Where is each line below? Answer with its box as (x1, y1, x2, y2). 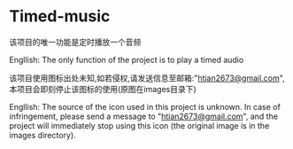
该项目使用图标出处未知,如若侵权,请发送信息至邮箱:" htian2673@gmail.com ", (9, 73, 285, 83)
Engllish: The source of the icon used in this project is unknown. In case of (9, 101, 281, 112)
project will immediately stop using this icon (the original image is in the (9, 120, 270, 130)
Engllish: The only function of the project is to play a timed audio (9, 54, 244, 65)
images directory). (9, 129, 77, 140)
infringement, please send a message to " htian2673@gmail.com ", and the (9, 111, 279, 122)
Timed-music (9, 6, 111, 27)
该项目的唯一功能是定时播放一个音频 (9, 36, 142, 47)
